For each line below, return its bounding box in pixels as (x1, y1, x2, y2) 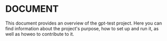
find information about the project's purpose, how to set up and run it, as (5, 25, 159, 31)
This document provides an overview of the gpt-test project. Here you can (5, 20, 162, 26)
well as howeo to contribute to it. (5, 31, 74, 37)
